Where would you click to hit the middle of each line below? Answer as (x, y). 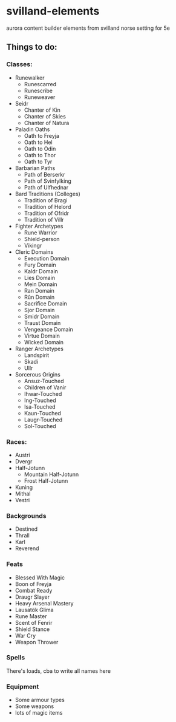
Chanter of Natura (47, 123)
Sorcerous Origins (37, 374)
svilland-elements (53, 11)
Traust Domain (42, 322)
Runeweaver (40, 97)
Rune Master (31, 616)
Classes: (19, 64)
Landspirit (37, 355)
